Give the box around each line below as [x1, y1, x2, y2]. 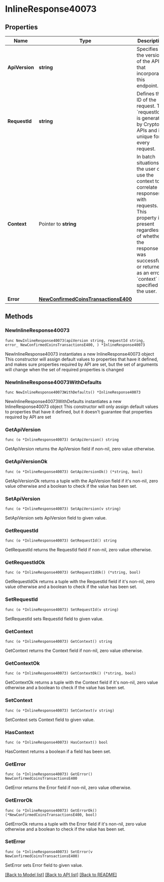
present [136, 221, 155, 227]
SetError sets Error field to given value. [5, 862, 83, 868]
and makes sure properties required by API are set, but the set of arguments [5, 361, 158, 367]
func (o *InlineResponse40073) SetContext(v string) [5, 708, 115, 713]
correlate [136, 184, 158, 190]
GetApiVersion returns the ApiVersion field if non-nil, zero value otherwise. [5, 446, 155, 452]
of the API [136, 58, 160, 65]
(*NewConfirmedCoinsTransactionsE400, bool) [5, 812, 97, 817]
